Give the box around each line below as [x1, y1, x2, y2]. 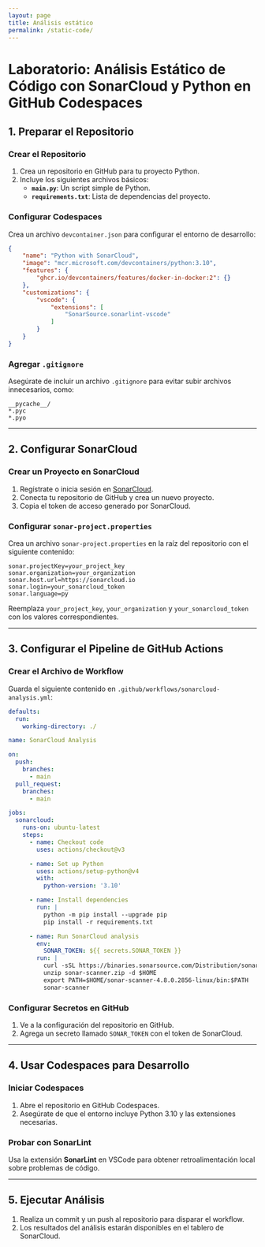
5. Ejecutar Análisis [8, 1193, 105, 1207]
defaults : [8, 708, 41, 715]
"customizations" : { [22, 289, 90, 297]
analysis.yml [8, 693, 51, 702]
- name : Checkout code [28, 838, 104, 846]
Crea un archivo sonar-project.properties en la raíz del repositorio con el [8, 539, 248, 548]
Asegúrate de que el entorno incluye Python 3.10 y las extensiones [19, 1109, 237, 1118]
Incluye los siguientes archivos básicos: [19, 175, 149, 185]
